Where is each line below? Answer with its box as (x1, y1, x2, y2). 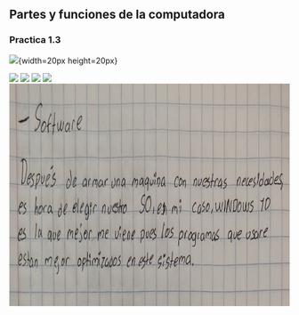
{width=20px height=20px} (18, 55, 118, 66)
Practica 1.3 (9, 34, 61, 46)
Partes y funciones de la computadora (9, 7, 225, 22)
